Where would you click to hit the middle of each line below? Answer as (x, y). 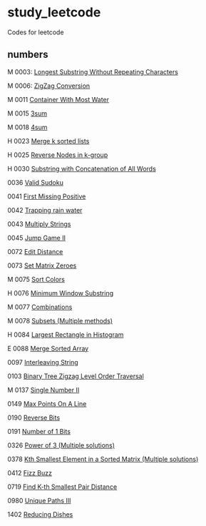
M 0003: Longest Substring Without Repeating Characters (93, 71)
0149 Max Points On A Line (47, 403)
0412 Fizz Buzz (30, 472)
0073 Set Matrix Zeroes (42, 265)
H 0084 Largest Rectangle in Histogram (66, 334)
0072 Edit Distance (35, 251)
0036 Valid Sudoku (36, 182)
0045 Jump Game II (37, 238)
